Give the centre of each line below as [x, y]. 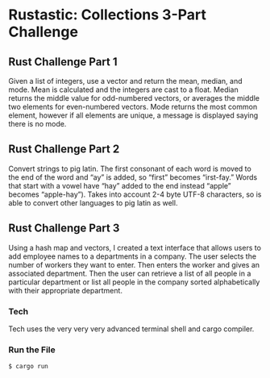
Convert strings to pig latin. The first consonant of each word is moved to [130, 168]
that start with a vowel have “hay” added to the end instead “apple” [120, 185]
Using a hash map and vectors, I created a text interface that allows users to [135, 247]
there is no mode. [37, 124]
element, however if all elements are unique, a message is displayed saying [133, 115]
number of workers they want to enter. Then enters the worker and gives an [134, 264]
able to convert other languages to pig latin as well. [93, 202]
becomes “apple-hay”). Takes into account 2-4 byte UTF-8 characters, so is [135, 194]
